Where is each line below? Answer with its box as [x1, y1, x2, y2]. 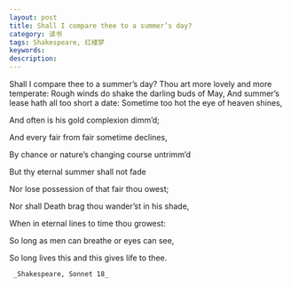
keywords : [9, 46, 46, 55]
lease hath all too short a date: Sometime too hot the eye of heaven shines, [9, 98, 283, 108]
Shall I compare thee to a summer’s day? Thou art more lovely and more [9, 79, 272, 89]
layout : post [9, 12, 58, 22]
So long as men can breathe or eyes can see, [9, 235, 175, 245]
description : [9, 54, 58, 63]
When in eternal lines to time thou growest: [9, 219, 167, 228]
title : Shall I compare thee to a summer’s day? [9, 21, 193, 30]
